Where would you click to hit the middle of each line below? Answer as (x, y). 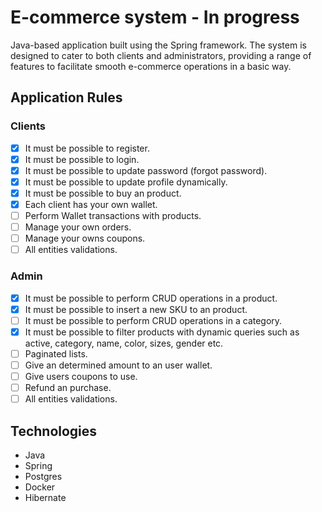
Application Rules (66, 97)
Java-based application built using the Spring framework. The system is (158, 45)
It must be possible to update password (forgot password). (146, 170)
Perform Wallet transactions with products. (113, 215)
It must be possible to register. (87, 148)
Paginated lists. (56, 353)
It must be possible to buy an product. (103, 193)
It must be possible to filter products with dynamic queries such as (162, 332)
